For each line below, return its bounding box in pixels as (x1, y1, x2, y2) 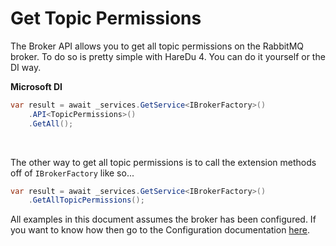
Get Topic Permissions (10, 7, 202, 30)
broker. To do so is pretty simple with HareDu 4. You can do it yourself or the (10, 50, 326, 62)
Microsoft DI (10, 80, 63, 92)
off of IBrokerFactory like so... (10, 167, 135, 179)
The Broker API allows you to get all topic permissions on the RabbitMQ (10, 40, 305, 52)
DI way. (10, 61, 42, 73)
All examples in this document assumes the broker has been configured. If (10, 213, 317, 226)
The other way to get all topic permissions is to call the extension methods (10, 156, 317, 168)
